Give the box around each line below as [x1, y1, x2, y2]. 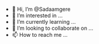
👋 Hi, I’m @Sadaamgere [11, 6, 71, 12]
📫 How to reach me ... [11, 32, 68, 38]
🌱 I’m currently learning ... [11, 18, 76, 25]
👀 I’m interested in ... [11, 12, 63, 19]
